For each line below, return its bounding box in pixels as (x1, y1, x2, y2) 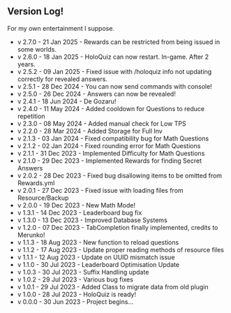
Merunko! (17, 231, 45, 239)
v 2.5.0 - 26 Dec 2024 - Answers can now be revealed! (17, 89, 176, 98)
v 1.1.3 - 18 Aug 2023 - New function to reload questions (17, 238, 179, 247)
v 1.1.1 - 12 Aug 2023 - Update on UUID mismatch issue (17, 253, 175, 261)
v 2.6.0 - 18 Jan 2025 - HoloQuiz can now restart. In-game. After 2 (17, 52, 209, 61)
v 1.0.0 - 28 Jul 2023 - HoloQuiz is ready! (17, 290, 136, 298)
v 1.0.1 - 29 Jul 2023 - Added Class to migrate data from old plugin (17, 282, 209, 291)
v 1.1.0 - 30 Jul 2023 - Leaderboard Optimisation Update (17, 260, 180, 268)
